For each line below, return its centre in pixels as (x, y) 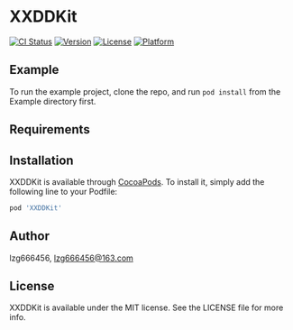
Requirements (50, 129)
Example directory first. (53, 101)
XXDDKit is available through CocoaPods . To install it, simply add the (137, 181)
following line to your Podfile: (64, 191)
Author (29, 236)
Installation (41, 160)
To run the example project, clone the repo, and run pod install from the (145, 91)
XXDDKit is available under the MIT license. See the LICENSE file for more (146, 307)
